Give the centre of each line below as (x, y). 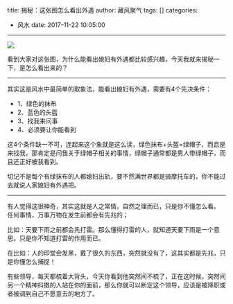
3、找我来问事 (37, 121)
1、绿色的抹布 (37, 104)
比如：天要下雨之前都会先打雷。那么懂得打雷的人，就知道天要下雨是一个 (110, 230)
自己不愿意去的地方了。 (64, 294)
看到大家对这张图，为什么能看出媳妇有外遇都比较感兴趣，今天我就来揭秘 (110, 59)
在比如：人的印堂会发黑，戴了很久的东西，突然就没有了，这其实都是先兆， (113, 253)
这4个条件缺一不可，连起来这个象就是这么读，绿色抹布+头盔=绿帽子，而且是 (116, 144)
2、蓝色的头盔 (37, 112)
